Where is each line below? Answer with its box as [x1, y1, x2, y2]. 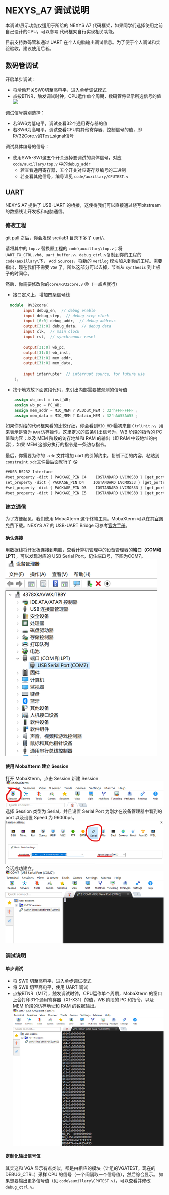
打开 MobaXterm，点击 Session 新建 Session [5, 775, 99, 781]
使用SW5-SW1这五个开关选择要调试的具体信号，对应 [12, 154, 122, 160]
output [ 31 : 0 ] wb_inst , [23, 350, 71, 355]
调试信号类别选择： [5, 109, 45, 116]
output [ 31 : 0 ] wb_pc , [23, 345, 66, 350]
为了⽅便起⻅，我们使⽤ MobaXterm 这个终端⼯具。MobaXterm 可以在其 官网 [5, 516, 163, 522]
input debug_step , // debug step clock [23, 313, 109, 318]
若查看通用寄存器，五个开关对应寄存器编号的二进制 [20, 167, 126, 173]
